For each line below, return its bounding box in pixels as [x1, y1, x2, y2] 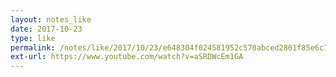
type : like [10, 33, 56, 43]
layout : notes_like [10, 14, 92, 25]
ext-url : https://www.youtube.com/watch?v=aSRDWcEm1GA [10, 52, 244, 62]
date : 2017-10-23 [10, 24, 83, 34]
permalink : [10, 42, 56, 53]
